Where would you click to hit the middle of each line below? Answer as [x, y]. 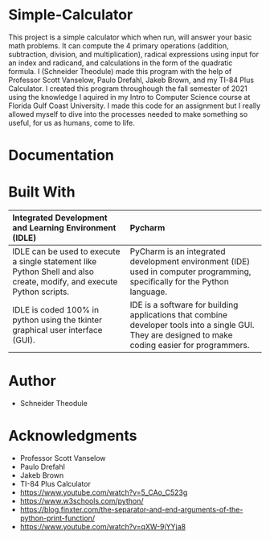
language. [148, 292]
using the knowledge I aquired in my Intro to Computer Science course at [129, 97]
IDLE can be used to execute [66, 251]
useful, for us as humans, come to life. [72, 122]
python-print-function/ [57, 518]
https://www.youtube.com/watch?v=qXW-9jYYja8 [103, 526]
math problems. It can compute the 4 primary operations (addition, [119, 45]
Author [32, 381]
